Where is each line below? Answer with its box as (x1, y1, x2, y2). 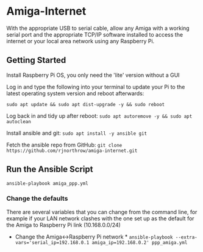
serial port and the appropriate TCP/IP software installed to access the (6, 31, 183, 38)
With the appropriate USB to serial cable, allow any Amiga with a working (6, 24, 190, 32)
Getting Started (6, 55, 66, 65)
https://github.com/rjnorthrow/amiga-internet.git (6, 148, 138, 154)
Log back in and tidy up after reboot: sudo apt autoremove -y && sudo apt (6, 112, 193, 120)
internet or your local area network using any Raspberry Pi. (6, 37, 155, 45)
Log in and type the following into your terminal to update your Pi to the (6, 83, 185, 90)
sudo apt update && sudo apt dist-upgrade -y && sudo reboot (6, 101, 165, 107)
